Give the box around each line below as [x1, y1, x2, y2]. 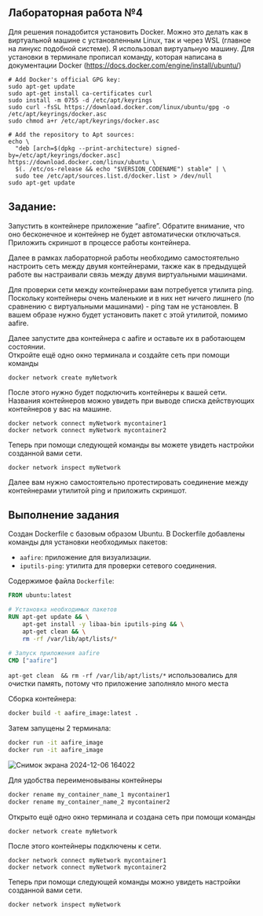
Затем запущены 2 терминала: [8, 724, 111, 733]
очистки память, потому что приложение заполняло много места [8, 679, 229, 688]
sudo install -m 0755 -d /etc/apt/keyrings [8, 96, 153, 104]
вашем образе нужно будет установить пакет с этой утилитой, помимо [8, 310, 249, 319]
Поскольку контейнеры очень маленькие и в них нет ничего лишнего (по [8, 293, 255, 302]
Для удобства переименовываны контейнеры [8, 775, 163, 785]
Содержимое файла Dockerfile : [8, 577, 115, 586]
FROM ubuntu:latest [8, 592, 72, 599]
